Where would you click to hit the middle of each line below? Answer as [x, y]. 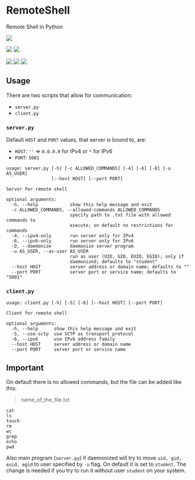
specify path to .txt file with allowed [120, 215]
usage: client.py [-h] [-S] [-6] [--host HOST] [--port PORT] [84, 303]
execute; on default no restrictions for [122, 226]
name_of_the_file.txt [45, 400]
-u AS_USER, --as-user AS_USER [50, 252]
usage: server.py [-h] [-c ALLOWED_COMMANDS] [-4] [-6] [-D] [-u [88, 169]
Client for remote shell [37, 313]
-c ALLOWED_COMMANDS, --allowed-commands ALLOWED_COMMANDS [86, 210]
